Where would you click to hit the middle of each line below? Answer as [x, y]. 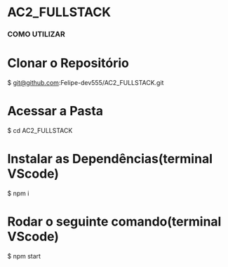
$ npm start [24, 256]
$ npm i [18, 193]
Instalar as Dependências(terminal [110, 159]
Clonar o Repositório [68, 63]
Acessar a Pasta [55, 111]
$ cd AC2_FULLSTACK [40, 130]
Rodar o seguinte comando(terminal [114, 222]
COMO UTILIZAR [36, 34]
